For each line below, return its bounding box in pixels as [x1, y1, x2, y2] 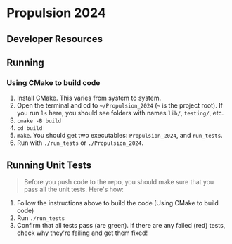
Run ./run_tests [16, 214, 65, 222]
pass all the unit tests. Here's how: [23, 185, 124, 194]
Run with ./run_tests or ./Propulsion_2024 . [16, 139, 143, 147]
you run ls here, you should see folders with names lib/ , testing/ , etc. [16, 109, 224, 117]
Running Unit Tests [6, 159, 92, 171]
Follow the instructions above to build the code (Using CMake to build [16, 199, 219, 207]
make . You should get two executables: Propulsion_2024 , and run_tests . [16, 131, 223, 140]
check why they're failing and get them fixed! [16, 229, 148, 237]
